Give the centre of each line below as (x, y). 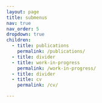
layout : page (23, 12)
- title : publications (40, 46)
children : (19, 40)
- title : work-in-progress (46, 62)
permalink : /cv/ (38, 85)
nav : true (19, 23)
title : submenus (27, 18)
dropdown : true (25, 35)
